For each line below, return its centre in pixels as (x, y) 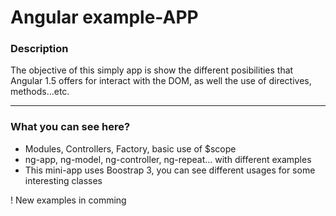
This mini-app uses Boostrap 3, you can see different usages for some (170, 170)
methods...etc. (40, 92)
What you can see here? (70, 127)
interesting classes (63, 180)
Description (39, 49)
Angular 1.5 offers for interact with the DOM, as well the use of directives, (161, 81)
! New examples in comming (68, 200)
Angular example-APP (104, 17)
